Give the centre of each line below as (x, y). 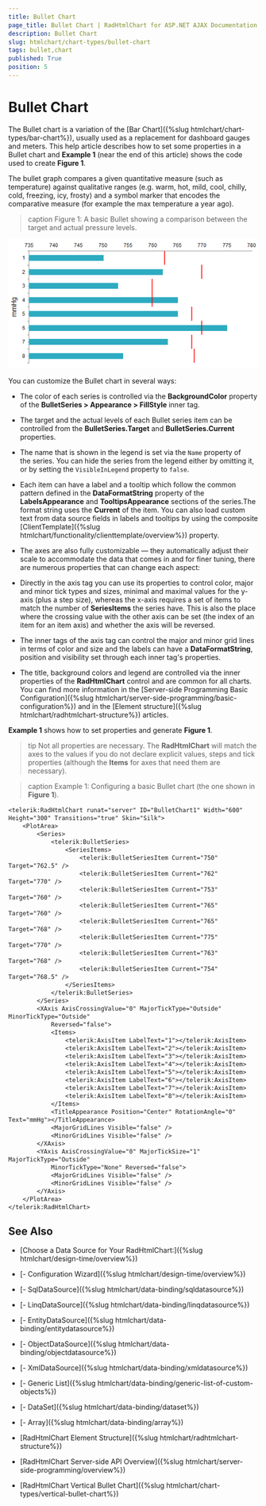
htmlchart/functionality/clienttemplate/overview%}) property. (120, 535)
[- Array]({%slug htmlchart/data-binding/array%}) (102, 1423)
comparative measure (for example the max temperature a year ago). (121, 203)
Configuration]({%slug (56, 698)
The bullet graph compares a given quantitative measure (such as (116, 178)
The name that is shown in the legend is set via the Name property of (130, 452)
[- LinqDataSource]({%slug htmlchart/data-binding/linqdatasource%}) (135, 1305)
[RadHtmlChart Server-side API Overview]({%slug (102, 1462)
